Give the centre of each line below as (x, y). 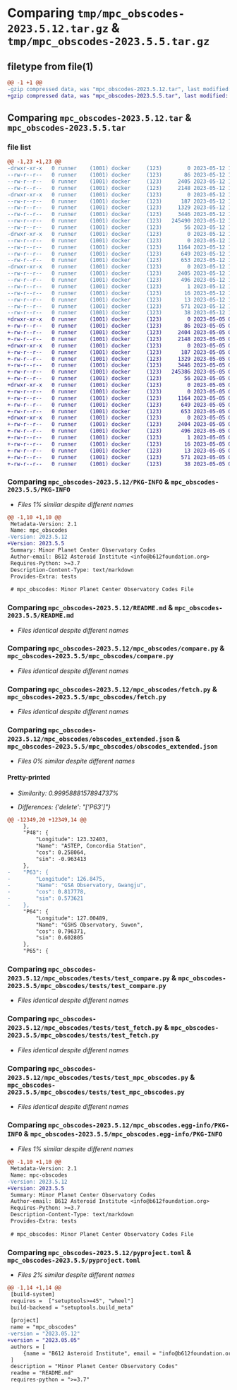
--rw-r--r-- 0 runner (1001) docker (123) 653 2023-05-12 (116, 260)
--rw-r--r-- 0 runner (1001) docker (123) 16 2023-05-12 (116, 293)
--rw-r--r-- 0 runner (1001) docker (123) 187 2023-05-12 (116, 201)
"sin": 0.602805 (59, 938)
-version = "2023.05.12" (44, 1334)
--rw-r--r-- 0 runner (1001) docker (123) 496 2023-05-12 (116, 280)
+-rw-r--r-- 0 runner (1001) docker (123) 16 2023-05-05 (116, 444)
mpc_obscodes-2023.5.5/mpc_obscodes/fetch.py (87, 697)
